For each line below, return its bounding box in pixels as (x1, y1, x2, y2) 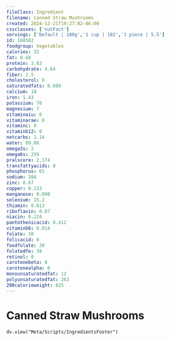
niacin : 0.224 (6, 214, 43, 220)
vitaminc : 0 (6, 123, 37, 129)
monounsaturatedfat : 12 (6, 271, 67, 277)
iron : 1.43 (6, 94, 34, 100)
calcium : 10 (6, 89, 37, 95)
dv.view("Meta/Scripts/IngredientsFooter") (6, 329, 119, 335)
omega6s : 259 (6, 151, 40, 157)
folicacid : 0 (6, 236, 40, 242)
